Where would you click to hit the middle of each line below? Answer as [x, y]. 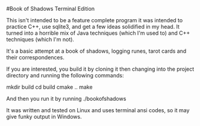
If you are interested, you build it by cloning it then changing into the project [100, 69]
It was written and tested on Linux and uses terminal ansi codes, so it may [98, 110]
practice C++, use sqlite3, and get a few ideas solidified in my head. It [93, 27]
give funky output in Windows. [44, 117]
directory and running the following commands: [65, 75]
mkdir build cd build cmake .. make [49, 87]
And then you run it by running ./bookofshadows [66, 99]
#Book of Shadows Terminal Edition [51, 9]
